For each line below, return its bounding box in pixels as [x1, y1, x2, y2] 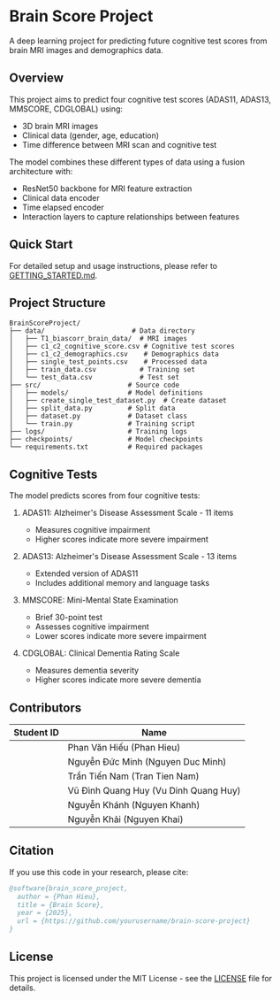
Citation [9, 843, 55, 858]
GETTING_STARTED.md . [9, 270, 98, 281]
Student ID [13, 727, 60, 738]
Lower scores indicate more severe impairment [34, 631, 208, 642]
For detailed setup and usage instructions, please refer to [9, 260, 218, 271]
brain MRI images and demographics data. [9, 44, 163, 55]
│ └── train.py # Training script [9, 419, 196, 428]
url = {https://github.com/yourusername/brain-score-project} [17, 917, 251, 926]
